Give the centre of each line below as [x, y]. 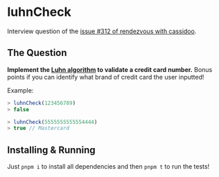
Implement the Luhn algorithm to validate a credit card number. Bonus [110, 69]
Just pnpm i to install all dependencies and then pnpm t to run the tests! [108, 167]
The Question [37, 53]
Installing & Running [51, 150]
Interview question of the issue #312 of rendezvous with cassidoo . [102, 31]
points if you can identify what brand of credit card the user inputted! [106, 77]
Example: [20, 90]
